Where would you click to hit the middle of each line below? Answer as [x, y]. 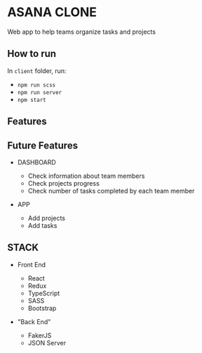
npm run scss [36, 85]
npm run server [40, 92]
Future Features [43, 145]
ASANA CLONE [52, 12]
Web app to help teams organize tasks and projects [82, 32]
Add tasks [42, 225]
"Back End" [34, 321]
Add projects [46, 218]
